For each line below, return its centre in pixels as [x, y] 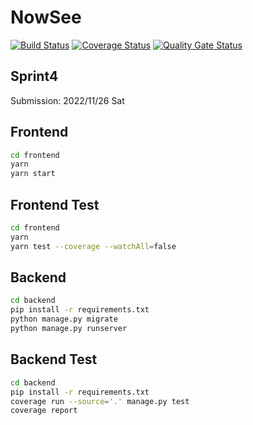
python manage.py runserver [69, 329]
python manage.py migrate [64, 319]
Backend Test [54, 359]
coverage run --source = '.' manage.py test [100, 401]
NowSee [46, 17]
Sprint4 [34, 76]
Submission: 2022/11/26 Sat [67, 100]
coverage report [44, 411]
